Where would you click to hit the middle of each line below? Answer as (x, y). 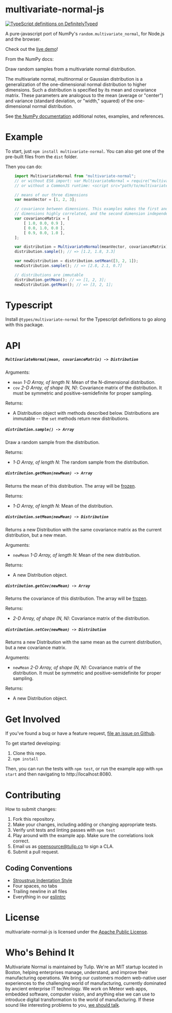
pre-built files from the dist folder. (42, 156)
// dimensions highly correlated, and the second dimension (80, 214)
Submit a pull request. (36, 852)
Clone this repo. (29, 753)
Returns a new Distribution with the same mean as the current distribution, (84, 642)
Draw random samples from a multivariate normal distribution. (71, 69)
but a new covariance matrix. (36, 648)
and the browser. (23, 39)
